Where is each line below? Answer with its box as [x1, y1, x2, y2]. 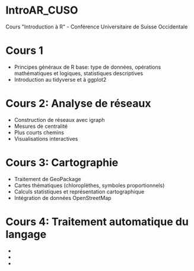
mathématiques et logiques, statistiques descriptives [14, 69, 144, 77]
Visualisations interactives [14, 135, 78, 142]
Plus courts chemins [14, 128, 65, 136]
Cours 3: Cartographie [5, 156, 119, 169]
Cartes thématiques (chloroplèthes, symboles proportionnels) [14, 182, 165, 189]
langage [5, 227, 47, 241]
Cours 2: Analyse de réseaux [5, 97, 151, 110]
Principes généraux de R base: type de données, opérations [14, 63, 161, 70]
